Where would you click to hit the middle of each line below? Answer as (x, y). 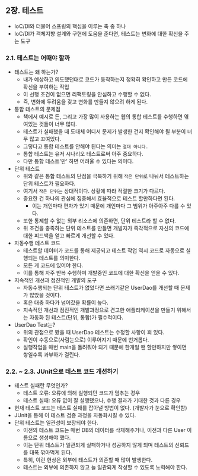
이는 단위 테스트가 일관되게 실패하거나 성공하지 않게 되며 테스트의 (98, 445)
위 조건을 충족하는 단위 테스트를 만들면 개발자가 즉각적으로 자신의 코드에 (106, 228)
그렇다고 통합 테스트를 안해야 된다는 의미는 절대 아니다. (86, 146)
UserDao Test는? (35, 325)
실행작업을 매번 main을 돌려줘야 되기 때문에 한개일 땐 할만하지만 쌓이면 (105, 347)
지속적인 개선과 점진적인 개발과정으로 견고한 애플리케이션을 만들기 (99, 310)
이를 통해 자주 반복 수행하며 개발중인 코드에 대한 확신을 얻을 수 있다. (101, 273)
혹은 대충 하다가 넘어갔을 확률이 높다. (66, 303)
